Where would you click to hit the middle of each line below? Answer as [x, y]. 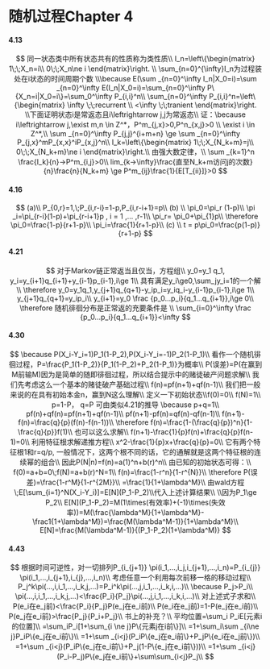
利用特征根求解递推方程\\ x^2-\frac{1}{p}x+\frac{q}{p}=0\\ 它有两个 [142, 442]
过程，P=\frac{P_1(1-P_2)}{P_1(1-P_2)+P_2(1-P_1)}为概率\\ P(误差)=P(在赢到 [139, 364]
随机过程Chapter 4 [71, 17]
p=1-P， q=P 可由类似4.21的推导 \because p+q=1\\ [135, 405]
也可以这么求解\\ [102, 432]
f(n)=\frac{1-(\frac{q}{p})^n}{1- [201, 422]
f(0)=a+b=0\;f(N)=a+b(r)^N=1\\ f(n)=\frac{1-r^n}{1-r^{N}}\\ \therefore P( [132, 472]
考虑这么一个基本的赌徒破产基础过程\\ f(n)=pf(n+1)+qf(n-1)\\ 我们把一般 [142, 384]
